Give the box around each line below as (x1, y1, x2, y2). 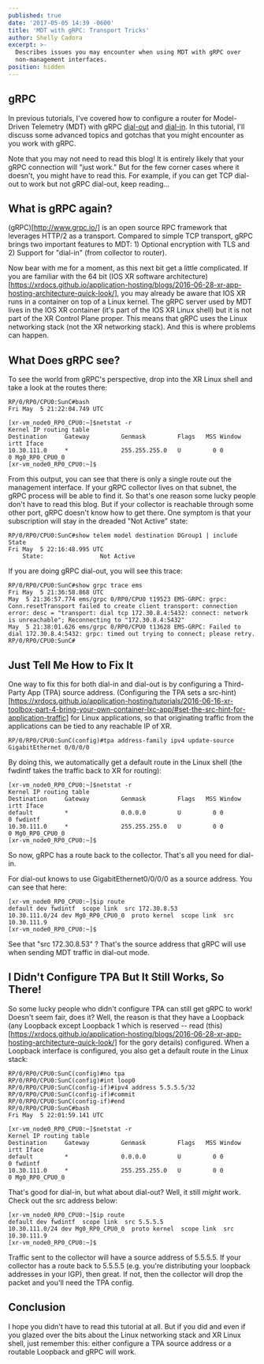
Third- (223, 679, 244, 689)
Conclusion (8, 1301, 66, 1314)
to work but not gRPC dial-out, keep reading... (20, 179, 170, 188)
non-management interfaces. (15, 56, 108, 64)
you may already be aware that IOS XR (121, 289, 246, 298)
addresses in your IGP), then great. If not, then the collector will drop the (8, 1269, 244, 1279)
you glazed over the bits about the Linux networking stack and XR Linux (8, 1330, 242, 1339)
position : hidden (8, 63, 65, 71)
